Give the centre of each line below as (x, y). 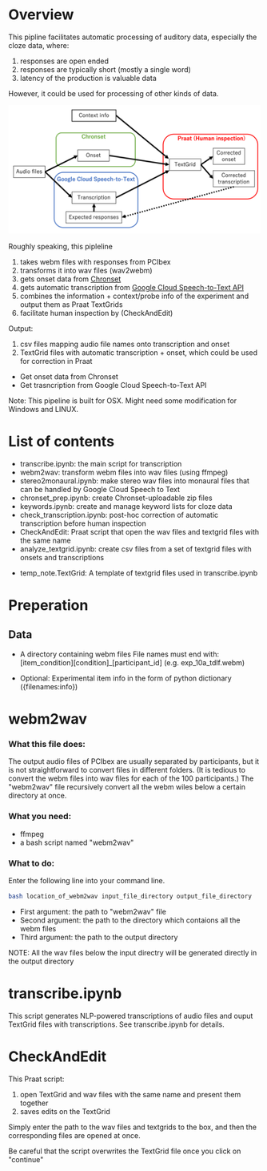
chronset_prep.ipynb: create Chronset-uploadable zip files (116, 498)
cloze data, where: (39, 45)
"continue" (26, 1159)
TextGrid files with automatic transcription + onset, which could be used (139, 352)
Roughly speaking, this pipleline (61, 246)
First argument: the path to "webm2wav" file (93, 911)
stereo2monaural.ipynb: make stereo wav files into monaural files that (135, 481)
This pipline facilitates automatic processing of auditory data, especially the (133, 37)
